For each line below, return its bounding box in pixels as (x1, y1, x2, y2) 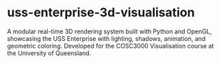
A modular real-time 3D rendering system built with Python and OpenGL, (7, 27, 212, 35)
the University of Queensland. (7, 49, 92, 57)
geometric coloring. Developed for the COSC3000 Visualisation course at (7, 42, 214, 50)
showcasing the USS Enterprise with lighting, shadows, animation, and (7, 34, 206, 42)
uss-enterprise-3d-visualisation (7, 5, 195, 20)
